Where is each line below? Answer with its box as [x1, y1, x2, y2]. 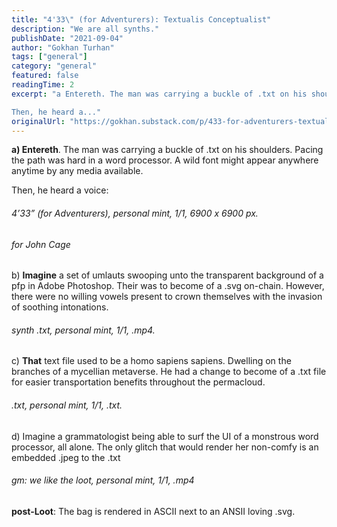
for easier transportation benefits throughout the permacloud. [11, 376, 266, 388]
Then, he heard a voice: [11, 184, 109, 196]
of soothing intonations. [11, 301, 109, 313]
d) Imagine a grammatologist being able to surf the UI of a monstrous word [11, 430, 319, 442]
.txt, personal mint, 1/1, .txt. [11, 399, 123, 411]
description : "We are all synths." [11, 24, 160, 34]
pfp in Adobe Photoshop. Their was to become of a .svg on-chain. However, [11, 280, 325, 292]
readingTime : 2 [11, 80, 75, 90]
